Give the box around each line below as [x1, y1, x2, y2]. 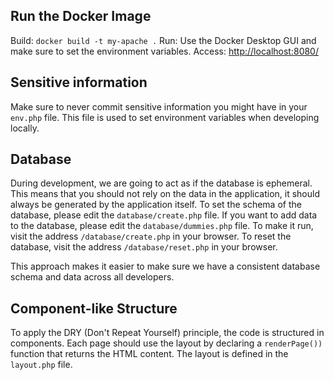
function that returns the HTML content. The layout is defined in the [10, 348, 289, 360]
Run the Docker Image [10, 8, 152, 25]
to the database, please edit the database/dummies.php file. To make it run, [10, 220, 314, 232]
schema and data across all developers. [10, 271, 175, 283]
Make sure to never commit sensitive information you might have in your [10, 100, 308, 113]
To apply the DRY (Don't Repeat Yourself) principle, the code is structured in [10, 327, 325, 339]
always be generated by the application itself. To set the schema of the [10, 199, 302, 211]
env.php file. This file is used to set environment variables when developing [10, 111, 320, 123]
